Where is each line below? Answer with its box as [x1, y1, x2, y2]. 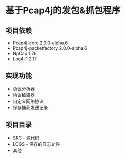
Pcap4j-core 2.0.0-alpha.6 [12, 40, 68, 46]
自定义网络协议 [12, 98, 44, 104]
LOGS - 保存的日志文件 [12, 141, 60, 147]
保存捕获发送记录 [12, 104, 48, 110]
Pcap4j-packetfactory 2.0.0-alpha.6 [12, 45, 87, 51]
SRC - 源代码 [12, 135, 40, 141]
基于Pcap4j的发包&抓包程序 [5, 5, 121, 16]
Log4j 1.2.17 [12, 56, 37, 62]
